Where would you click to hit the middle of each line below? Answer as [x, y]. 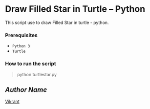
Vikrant [12, 102]
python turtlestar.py [37, 74]
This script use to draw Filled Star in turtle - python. [57, 22]
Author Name [26, 90]
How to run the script [31, 64]
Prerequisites [21, 35]
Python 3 [21, 46]
